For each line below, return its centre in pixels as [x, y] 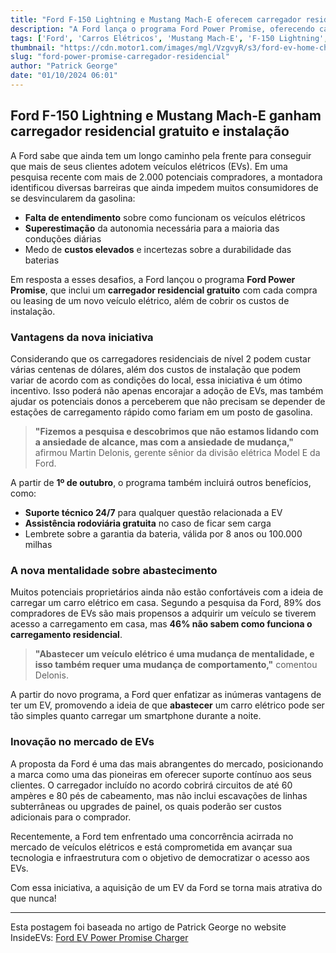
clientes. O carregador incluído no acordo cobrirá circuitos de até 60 [151, 785]
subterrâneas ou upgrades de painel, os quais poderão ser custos [146, 806]
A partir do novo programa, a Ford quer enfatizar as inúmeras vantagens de [166, 695]
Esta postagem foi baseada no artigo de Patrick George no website [148, 927]
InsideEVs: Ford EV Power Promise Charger [99, 937]
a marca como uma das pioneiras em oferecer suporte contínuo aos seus [161, 774]
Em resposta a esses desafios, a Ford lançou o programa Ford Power [153, 279]
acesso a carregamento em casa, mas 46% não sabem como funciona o [161, 624]
